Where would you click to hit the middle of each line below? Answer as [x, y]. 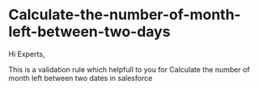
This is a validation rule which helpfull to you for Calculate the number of [129, 69]
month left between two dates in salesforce [80, 78]
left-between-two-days [90, 32]
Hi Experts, [27, 54]
